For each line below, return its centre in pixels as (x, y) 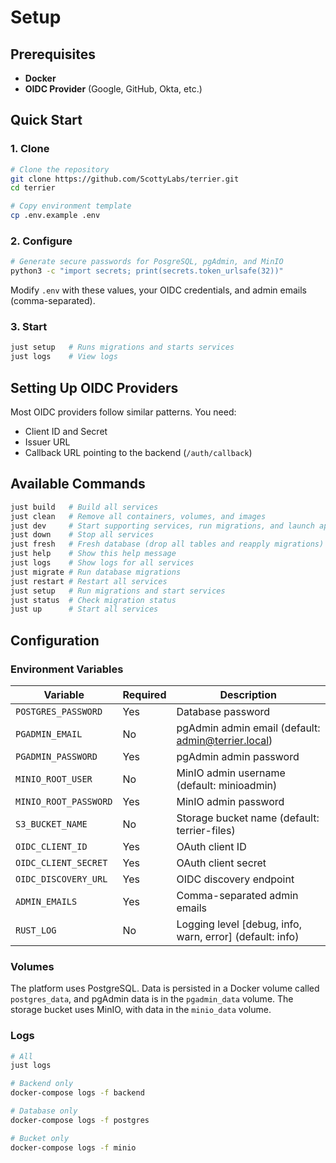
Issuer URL (47, 442)
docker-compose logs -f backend (77, 1093)
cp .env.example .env (55, 216)
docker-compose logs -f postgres (80, 1120)
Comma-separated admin (237, 895)
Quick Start (46, 120)
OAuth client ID (211, 846)
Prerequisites (53, 54)
